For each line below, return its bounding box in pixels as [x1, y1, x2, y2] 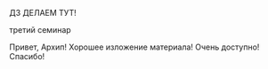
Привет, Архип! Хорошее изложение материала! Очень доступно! [9, 42, 260, 52]
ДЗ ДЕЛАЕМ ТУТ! [9, 8, 77, 18]
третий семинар [9, 25, 71, 34]
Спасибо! [9, 51, 45, 61]
